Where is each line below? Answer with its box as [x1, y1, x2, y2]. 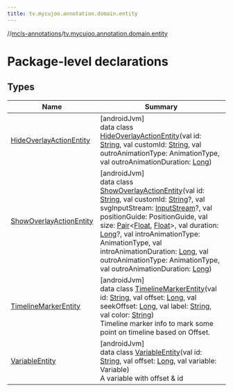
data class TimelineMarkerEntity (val [100, 284, 217, 293]
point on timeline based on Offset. [100, 327, 210, 337]
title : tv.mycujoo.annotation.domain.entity [7, 10, 138, 17]
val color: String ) [100, 310, 155, 320]
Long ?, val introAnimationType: [100, 229, 200, 238]
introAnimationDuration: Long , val [100, 246, 209, 256]
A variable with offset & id [100, 373, 184, 383]
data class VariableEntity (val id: [100, 347, 202, 357]
